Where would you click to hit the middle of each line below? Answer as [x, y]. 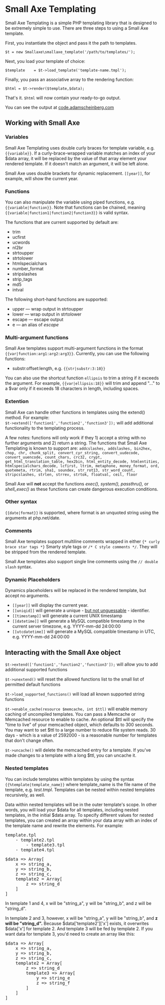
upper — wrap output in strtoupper [48, 309]
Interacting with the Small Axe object [63, 652]
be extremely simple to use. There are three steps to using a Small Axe [77, 28]
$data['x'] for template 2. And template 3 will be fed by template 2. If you [79, 928]
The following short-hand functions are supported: [56, 299]
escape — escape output [38, 319]
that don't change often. [30, 741]
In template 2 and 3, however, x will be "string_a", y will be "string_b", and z [82, 918]
